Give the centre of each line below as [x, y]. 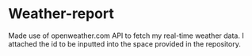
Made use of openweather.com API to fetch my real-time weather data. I [126, 35]
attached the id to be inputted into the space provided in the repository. [125, 43]
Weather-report [61, 14]
